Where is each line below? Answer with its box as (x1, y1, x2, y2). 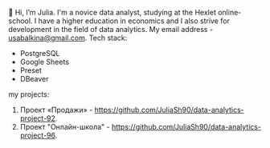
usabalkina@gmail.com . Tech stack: (8, 33, 128, 42)
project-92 (19, 114, 56, 123)
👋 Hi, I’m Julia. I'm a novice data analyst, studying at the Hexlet (8, 8, 217, 17)
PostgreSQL (19, 49, 60, 58)
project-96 (19, 130, 55, 140)
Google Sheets (19, 57, 70, 66)
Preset (19, 66, 43, 75)
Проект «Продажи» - (19, 105, 93, 114)
